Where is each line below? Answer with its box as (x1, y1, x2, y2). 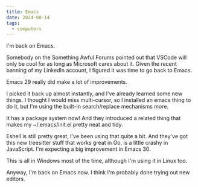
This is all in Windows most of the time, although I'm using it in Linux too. (6, 157, 188, 165)
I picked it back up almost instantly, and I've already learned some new (6, 90, 183, 97)
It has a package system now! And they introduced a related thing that (6, 115, 181, 122)
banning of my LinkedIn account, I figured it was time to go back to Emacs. (6, 67, 193, 74)
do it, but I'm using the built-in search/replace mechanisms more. (6, 103, 169, 110)
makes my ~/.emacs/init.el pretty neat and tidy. (6, 121, 124, 128)
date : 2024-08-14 (6, 14, 50, 21)
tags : (6, 20, 20, 26)
